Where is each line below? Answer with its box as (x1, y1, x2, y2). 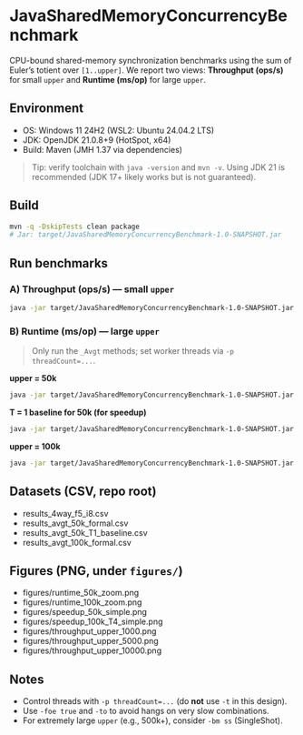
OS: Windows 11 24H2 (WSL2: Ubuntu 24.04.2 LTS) (22, 125, 215, 136)
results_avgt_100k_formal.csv (22, 537, 132, 548)
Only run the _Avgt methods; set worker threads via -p (31, 346, 234, 357)
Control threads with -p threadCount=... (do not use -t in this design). (22, 696, 288, 707)
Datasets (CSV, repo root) (9, 484, 157, 499)
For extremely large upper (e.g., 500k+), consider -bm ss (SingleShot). (22, 715, 283, 726)
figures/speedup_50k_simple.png (22, 607, 148, 618)
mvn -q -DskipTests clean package (9, 222, 141, 231)
